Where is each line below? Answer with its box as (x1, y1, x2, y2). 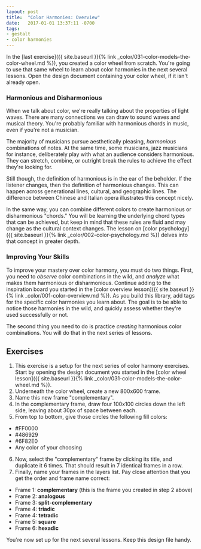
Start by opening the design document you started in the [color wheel (14, 368, 187, 376)
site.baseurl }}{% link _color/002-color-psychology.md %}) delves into (14, 232, 188, 239)
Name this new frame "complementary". (14, 394, 114, 401)
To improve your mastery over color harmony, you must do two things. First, (6, 266, 193, 274)
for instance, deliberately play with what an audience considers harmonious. (6, 151, 194, 158)
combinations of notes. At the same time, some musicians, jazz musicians (6, 145, 188, 152)
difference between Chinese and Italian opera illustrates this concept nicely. (6, 194, 193, 202)
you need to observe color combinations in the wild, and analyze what (6, 272, 179, 280)
